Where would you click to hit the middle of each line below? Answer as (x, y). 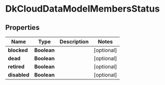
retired (16, 67)
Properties (22, 28)
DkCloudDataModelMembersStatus (82, 9)
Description (74, 42)
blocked (18, 50)
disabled (19, 75)
